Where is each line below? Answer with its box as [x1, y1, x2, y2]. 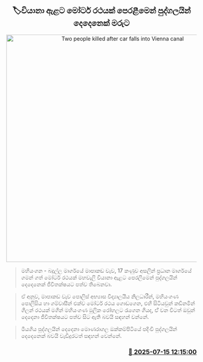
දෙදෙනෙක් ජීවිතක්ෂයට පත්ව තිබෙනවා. [21, 280, 112, 287]
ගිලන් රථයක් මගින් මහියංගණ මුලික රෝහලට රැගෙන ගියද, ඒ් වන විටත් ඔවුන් [21, 306, 195, 313]
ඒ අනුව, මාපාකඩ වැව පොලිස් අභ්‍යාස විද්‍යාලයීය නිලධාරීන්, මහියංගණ [21, 292, 179, 300]
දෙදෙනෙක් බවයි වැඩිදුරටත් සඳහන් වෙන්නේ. [21, 332, 122, 339]
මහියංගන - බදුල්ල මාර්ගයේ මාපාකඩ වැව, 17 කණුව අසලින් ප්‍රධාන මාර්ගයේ [21, 267, 192, 274]
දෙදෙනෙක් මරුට [73, 18, 130, 28]
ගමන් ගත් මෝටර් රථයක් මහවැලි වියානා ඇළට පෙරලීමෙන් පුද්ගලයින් [21, 273, 178, 281]
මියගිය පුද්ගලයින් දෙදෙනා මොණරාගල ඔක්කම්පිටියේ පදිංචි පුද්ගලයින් [21, 325, 178, 332]
